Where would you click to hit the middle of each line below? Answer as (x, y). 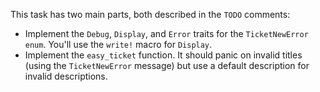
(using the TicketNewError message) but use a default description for (167, 65)
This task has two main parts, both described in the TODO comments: (150, 14)
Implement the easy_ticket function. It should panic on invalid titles (163, 55)
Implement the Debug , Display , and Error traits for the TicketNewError (166, 33)
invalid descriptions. (66, 76)
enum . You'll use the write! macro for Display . (118, 44)
